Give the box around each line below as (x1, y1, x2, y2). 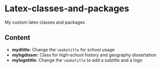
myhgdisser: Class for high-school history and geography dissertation (11, 52, 157, 58)
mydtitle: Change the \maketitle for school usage (11, 46, 115, 52)
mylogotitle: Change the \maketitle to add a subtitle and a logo (11, 57, 143, 63)
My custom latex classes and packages (4, 19, 85, 25)
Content (4, 34, 31, 42)
